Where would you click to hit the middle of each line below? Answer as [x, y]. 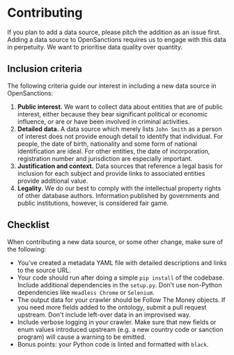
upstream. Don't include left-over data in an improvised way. [104, 315]
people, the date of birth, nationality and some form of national [107, 144]
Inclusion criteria [45, 69]
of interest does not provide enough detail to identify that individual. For [120, 136]
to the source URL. [44, 270]
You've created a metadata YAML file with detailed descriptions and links [122, 262]
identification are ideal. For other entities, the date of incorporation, [114, 151]
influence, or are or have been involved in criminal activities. [103, 121]
